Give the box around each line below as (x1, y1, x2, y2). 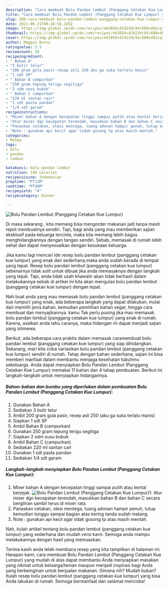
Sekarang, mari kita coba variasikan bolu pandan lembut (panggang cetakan (5, 346, 163, 352)
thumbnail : (5, 31, 28, 36)
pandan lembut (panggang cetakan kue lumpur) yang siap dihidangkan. (5, 340, 153, 346)
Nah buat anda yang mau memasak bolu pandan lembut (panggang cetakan (5, 293, 162, 299)
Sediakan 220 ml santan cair (12, 444, 72, 450)
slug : (5, 17, 17, 22)
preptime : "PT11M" (5, 179, 44, 184)
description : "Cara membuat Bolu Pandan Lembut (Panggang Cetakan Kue (5, 7, 156, 13)
